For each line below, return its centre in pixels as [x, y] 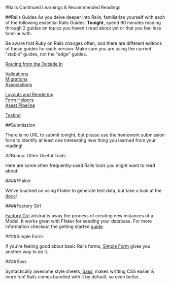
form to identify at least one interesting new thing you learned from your [81, 140]
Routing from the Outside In [34, 64]
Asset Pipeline [20, 105]
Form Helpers [20, 100]
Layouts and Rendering [29, 94]
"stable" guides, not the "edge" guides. [46, 54]
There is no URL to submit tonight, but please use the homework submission [85, 135]
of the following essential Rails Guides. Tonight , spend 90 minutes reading [83, 23]
